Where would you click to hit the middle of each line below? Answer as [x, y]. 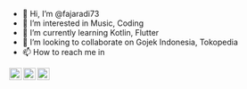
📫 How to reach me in [63, 52]
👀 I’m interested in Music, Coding [83, 23]
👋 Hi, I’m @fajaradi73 [61, 14]
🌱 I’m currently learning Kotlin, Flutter [91, 32]
